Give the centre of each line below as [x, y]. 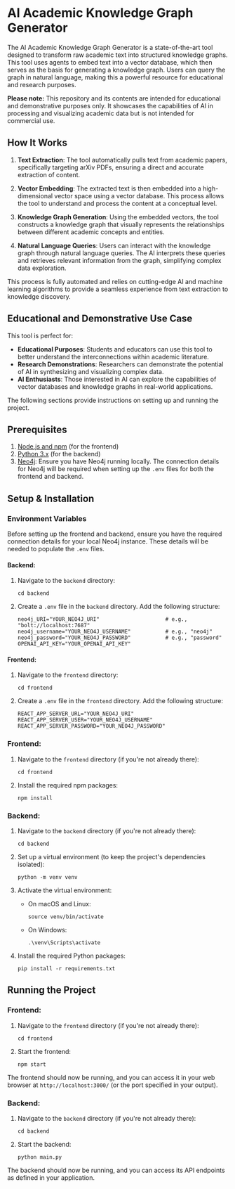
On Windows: [47, 930]
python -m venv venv [47, 878]
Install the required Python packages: [72, 956]
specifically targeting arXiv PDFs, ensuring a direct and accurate [110, 167]
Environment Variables [47, 518]
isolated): [31, 865]
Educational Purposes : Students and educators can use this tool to [115, 349]
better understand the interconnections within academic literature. [113, 356]
